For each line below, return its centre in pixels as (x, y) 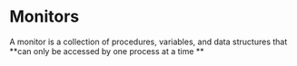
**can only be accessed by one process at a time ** (107, 51)
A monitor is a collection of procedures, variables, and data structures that (148, 42)
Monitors (45, 17)
